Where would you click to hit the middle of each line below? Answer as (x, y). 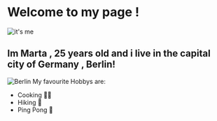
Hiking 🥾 (29, 102)
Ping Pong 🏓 (35, 110)
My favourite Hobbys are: (69, 81)
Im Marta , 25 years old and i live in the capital (109, 54)
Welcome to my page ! (73, 12)
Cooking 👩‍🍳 (35, 94)
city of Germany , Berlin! (61, 65)
